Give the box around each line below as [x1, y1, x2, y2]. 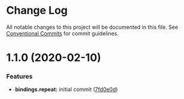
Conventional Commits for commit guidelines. [6, 29, 119, 37]
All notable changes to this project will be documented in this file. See [6, 23, 179, 31]
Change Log [6, 4, 68, 17]
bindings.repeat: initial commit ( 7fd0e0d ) [14, 86, 118, 93]
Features [6, 73, 33, 81]
